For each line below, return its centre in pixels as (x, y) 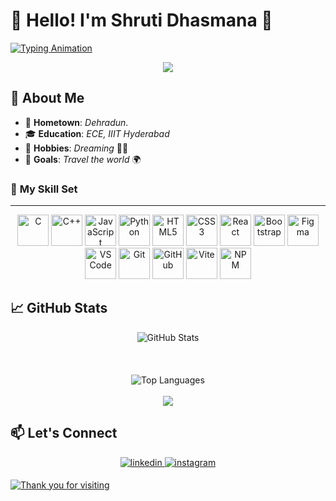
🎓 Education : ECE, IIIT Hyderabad (97, 133)
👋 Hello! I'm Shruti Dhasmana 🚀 (141, 20)
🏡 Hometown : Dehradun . (76, 122)
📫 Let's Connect (64, 433)
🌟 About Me (47, 98)
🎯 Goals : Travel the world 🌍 (83, 159)
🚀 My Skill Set (44, 189)
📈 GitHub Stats (59, 308)
